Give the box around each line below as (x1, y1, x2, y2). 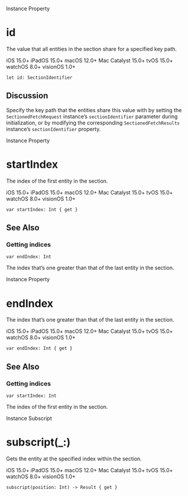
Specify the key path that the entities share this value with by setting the (6, 106, 182, 113)
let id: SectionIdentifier (6, 74, 73, 81)
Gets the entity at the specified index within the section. (6, 455, 142, 462)
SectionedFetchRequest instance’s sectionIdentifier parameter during (6, 113, 178, 120)
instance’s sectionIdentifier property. (6, 125, 101, 132)
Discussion (6, 91, 48, 101)
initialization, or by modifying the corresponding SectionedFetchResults (6, 119, 180, 126)
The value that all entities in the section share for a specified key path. (6, 45, 177, 52)
